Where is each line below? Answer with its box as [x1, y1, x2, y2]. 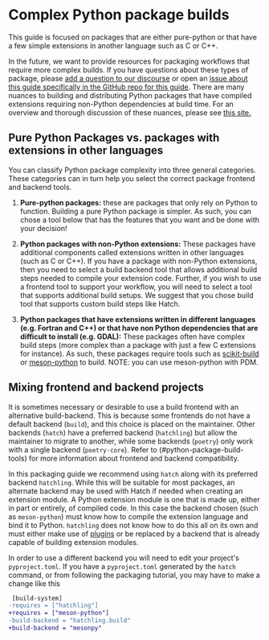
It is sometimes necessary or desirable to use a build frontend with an [8, 402, 239, 411]
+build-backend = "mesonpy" [8, 624, 103, 633]
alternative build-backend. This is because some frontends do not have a [8, 411, 251, 420]
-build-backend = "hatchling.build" [8, 617, 131, 625]
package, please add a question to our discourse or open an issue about [8, 73, 248, 83]
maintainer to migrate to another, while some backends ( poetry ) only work [8, 436, 254, 446]
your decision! [19, 223, 67, 233]
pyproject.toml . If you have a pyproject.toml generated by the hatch [8, 561, 237, 571]
